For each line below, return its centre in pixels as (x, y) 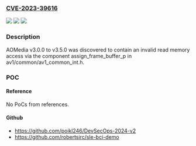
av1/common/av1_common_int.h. (45, 62)
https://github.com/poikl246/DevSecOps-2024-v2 (75, 131)
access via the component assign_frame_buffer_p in (69, 56)
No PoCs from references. (37, 104)
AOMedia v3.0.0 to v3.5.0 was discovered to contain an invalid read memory (98, 50)
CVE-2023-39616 (32, 8)
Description (23, 37)
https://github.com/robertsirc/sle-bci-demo (67, 137)
